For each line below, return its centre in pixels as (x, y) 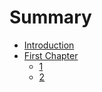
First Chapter (51, 55)
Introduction (49, 45)
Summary (50, 17)
